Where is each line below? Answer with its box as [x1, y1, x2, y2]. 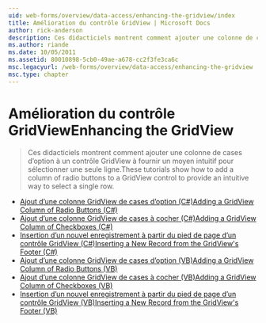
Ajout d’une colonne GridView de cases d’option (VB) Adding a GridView [19, 255, 254, 265]
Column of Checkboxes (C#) [19, 222, 113, 231]
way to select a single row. [27, 181, 115, 191]
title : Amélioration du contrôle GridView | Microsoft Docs [8, 19, 211, 27]
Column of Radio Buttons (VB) [19, 264, 118, 273]
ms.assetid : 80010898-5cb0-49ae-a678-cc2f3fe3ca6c [8, 56, 179, 64]
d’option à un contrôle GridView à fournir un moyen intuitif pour [27, 156, 234, 165]
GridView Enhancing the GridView [8, 121, 234, 139]
